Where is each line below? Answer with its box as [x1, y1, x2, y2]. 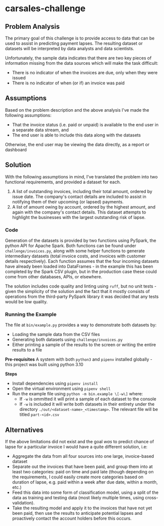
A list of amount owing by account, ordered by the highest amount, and [12, 204, 156, 210]
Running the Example [5, 311, 57, 317]
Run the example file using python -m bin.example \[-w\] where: [12, 391, 143, 397]
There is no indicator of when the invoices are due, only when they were [12, 70, 158, 76]
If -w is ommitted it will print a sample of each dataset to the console [19, 396, 157, 402]
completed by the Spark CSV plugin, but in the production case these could [5, 269, 157, 274]
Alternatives [5, 426, 44, 434]
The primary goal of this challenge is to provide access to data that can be [5, 35, 155, 41]
